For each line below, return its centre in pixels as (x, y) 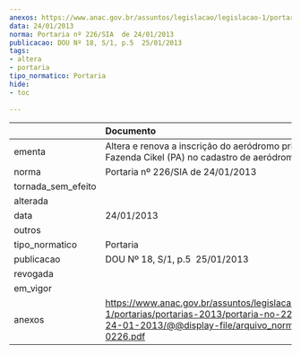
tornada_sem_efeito (55, 186)
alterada (31, 201)
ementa (30, 151)
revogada (34, 274)
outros (28, 230)
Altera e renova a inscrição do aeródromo (193, 146)
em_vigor (33, 289)
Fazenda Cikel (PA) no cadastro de (178, 158)
